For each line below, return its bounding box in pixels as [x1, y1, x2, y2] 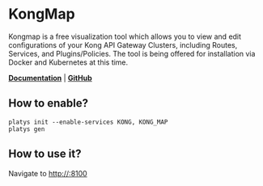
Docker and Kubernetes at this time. [8, 57, 129, 67]
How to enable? [8, 96, 89, 110]
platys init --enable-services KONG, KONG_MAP [8, 118, 168, 126]
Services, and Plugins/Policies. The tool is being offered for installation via [8, 49, 256, 58]
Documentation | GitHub [8, 73, 93, 82]
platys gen [8, 125, 45, 133]
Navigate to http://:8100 [8, 168, 87, 178]
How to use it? [8, 147, 82, 161]
